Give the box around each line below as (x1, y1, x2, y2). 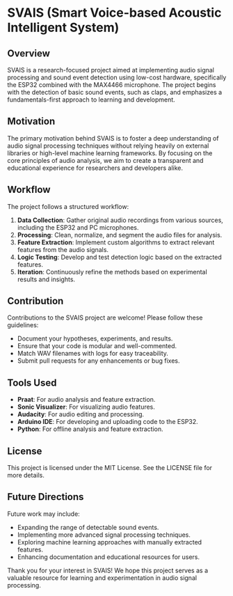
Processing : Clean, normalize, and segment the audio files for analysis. (17, 230, 223, 239)
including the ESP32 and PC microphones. (17, 223, 139, 231)
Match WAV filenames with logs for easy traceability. (17, 350, 169, 358)
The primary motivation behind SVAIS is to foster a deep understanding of (7, 134, 219, 142)
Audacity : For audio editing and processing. (17, 410, 145, 418)
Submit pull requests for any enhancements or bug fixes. (17, 356, 180, 365)
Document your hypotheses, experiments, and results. (17, 334, 173, 343)
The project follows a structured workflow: (7, 202, 129, 210)
